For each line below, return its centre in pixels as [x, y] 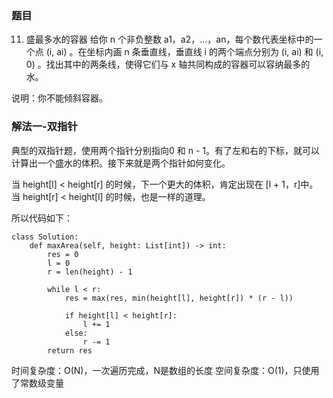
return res [70, 350]
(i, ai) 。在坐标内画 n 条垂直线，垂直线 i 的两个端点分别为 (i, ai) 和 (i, [184, 52]
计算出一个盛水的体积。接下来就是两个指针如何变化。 [121, 163]
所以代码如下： [42, 218]
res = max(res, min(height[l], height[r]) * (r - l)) [179, 298]
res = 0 [63, 254]
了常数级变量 [37, 383]
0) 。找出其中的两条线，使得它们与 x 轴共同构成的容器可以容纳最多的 [168, 64]
